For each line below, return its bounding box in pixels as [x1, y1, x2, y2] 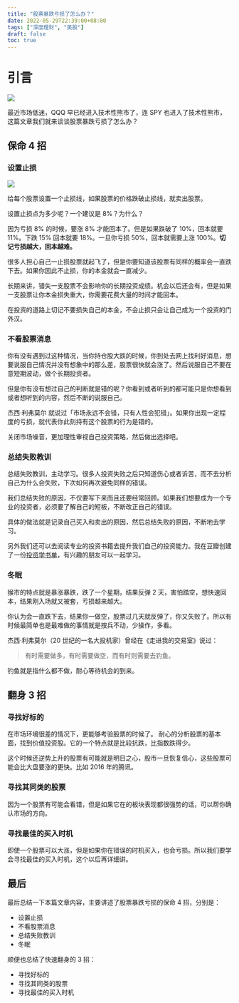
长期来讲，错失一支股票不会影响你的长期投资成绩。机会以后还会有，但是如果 [7, 281, 232, 289]
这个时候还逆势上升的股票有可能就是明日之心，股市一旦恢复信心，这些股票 [7, 753, 225, 763]
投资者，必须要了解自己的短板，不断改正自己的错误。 [19, 503, 176, 511]
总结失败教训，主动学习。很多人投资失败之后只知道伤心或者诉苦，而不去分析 [7, 470, 232, 478]
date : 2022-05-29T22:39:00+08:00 [7, 17, 107, 24]
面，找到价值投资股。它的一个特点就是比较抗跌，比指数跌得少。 [7, 739, 194, 747]
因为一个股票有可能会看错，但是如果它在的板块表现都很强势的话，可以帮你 [7, 800, 225, 808]
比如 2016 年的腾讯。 [75, 763, 137, 771]
